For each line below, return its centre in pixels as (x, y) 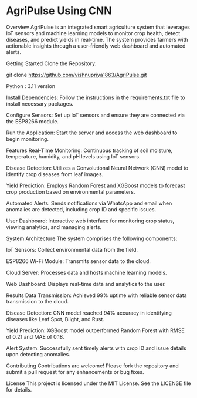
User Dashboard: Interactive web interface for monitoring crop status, (90, 221)
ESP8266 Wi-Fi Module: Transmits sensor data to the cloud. (79, 261)
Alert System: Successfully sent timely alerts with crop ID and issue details (96, 348)
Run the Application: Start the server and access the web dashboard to (92, 133)
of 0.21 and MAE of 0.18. (35, 336)
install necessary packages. (40, 103)
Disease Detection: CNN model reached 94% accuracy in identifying (89, 313)
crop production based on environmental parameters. (71, 191)
